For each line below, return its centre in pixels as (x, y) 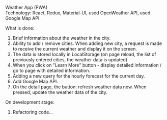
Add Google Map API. (35, 81)
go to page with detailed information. (51, 70)
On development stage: (30, 102)
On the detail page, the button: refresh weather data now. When (79, 87)
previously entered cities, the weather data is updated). (71, 60)
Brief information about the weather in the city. (62, 38)
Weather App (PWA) (26, 7)
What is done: (20, 28)
